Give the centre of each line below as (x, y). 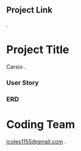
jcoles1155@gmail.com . (36, 141)
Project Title (38, 50)
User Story (23, 82)
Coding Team (41, 124)
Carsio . (16, 66)
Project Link (30, 10)
